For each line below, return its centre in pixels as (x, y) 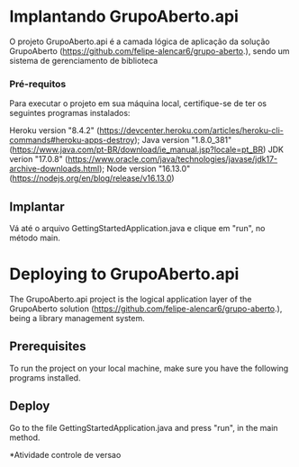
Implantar (37, 207)
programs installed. (45, 377)
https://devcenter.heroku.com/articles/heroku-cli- (191, 130)
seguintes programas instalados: (70, 113)
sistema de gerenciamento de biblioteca (84, 60)
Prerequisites (48, 347)
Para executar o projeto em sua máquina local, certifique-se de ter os (138, 103)
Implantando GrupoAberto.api (124, 17)
